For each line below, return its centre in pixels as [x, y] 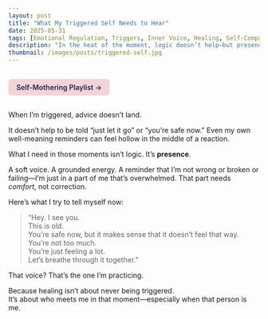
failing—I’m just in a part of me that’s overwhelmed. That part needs [120, 178]
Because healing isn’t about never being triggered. [91, 291]
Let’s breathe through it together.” [83, 260]
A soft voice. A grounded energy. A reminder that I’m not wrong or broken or [134, 169]
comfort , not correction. [47, 187]
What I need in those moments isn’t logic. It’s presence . [100, 154]
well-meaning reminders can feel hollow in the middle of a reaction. [119, 139]
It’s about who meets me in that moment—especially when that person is [128, 299]
